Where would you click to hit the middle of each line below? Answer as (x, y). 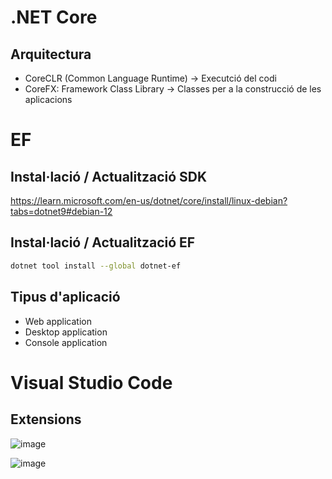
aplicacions (48, 99)
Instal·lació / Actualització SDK (109, 176)
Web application (58, 321)
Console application (66, 342)
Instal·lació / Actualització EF (103, 242)
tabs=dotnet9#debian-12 (61, 211)
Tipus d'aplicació (65, 297)
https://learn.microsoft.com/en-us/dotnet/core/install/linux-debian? (149, 200)
